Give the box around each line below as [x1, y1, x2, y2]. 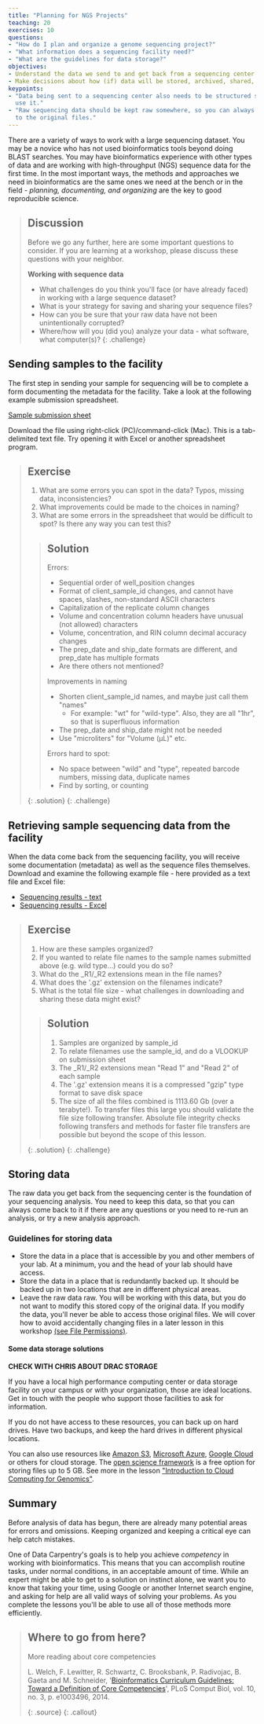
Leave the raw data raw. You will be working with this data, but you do [19, 1293, 247, 1302]
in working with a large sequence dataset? [38, 292, 177, 303]
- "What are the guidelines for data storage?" [8, 56, 167, 64]
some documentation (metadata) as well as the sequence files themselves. [8, 860, 251, 869]
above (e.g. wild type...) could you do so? [38, 960, 174, 970]
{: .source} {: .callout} [27, 1707, 97, 1717]
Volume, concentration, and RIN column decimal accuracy [58, 628, 247, 637]
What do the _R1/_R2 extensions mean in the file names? [38, 969, 222, 978]
